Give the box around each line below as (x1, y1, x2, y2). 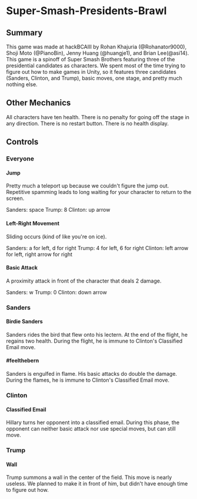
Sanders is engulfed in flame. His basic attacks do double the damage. (6, 370, 178, 377)
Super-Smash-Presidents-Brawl (6, 4, 167, 18)
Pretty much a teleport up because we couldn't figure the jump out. (6, 182, 169, 189)
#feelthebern (6, 357, 39, 364)
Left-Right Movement (6, 219, 60, 226)
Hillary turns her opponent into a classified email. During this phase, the (6, 419, 180, 426)
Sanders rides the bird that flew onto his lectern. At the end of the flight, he (6, 331, 188, 338)
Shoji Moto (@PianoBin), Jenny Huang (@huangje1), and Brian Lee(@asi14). (6, 50, 189, 57)
